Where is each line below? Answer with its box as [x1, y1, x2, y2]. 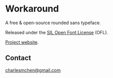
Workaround [5, 3, 59, 15]
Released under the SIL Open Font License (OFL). [5, 29, 108, 35]
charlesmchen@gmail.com [5, 67, 61, 73]
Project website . [5, 39, 39, 45]
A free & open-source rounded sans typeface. [5, 20, 101, 26]
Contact [5, 54, 31, 62]
